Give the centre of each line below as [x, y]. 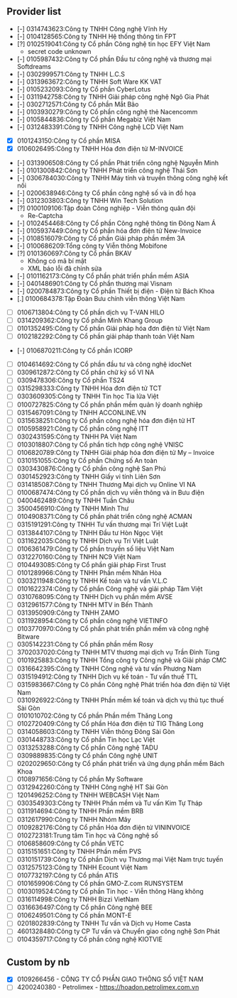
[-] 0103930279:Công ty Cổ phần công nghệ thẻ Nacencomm [107, 111]
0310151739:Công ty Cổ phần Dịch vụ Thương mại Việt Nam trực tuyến [120, 859]
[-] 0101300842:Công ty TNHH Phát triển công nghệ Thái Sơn [107, 170]
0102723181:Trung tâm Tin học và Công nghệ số [88, 835]
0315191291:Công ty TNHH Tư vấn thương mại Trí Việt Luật [103, 525]
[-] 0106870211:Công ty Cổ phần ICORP [75, 351]
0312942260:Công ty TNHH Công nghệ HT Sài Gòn [92, 787]
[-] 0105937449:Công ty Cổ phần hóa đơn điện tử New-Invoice [109, 231]
